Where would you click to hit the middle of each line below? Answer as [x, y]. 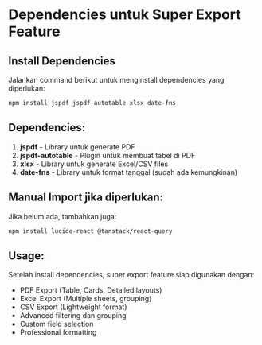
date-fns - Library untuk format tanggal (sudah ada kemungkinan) [129, 172]
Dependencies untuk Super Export [125, 15]
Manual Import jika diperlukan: [86, 198]
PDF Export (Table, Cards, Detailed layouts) [91, 290]
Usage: [27, 256]
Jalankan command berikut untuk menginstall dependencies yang [116, 80]
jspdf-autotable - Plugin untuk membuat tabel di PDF [108, 155]
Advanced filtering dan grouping [73, 316]
